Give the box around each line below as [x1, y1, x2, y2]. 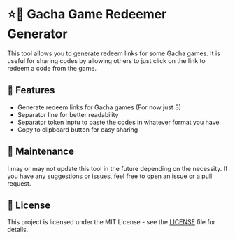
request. [7, 179, 31, 187]
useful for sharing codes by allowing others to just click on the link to [7, 56, 206, 64]
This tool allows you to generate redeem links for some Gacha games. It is [7, 49, 220, 57]
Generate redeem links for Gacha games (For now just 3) [17, 103, 182, 111]
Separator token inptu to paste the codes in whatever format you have [17, 118, 220, 126]
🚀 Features [7, 84, 55, 96]
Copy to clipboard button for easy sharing [17, 125, 138, 134]
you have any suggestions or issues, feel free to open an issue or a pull [7, 172, 213, 180]
